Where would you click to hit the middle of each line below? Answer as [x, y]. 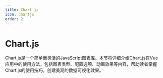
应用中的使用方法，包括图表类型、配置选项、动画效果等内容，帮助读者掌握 [81, 64]
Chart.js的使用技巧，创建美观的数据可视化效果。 [54, 71]
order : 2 [14, 19]
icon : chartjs [20, 14]
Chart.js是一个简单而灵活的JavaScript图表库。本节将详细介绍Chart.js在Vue [81, 58]
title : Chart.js [22, 10]
